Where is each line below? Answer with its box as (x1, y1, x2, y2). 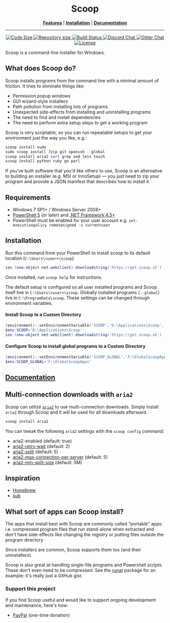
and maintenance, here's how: (5, 602, 68, 608)
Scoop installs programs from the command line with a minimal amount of (5, 77, 159, 83)
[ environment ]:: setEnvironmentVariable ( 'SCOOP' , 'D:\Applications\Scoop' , (5, 323, 164, 328)
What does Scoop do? (5, 64, 76, 73)
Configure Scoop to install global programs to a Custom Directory (5, 343, 146, 349)
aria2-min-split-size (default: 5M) (12, 459, 82, 465)
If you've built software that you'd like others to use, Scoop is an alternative (5, 168, 163, 174)
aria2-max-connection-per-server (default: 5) (12, 454, 108, 460)
